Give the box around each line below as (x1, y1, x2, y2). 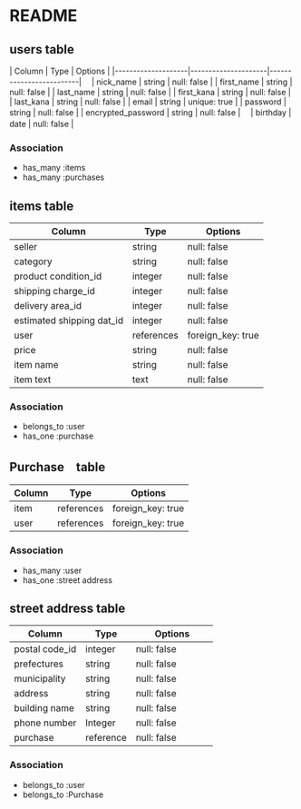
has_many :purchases (22, 172, 105, 183)
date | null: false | (9, 119, 74, 129)
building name (14, 702, 75, 715)
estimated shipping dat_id (14, 314, 124, 327)
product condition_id (14, 270, 102, 282)
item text (14, 373, 52, 386)
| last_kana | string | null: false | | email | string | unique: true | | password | (9, 96, 287, 107)
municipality (14, 673, 66, 686)
